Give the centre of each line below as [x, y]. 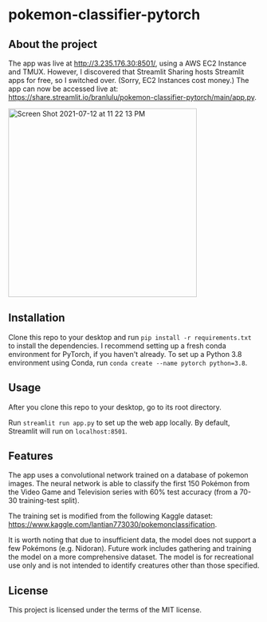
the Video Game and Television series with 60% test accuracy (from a [123, 492]
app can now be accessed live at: [63, 89]
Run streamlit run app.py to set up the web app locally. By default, [119, 422]
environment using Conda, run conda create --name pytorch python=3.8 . [128, 363]
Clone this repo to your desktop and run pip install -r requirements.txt [130, 337]
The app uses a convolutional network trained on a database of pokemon [128, 475]
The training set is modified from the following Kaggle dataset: [111, 516]
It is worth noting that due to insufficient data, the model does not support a [132, 540]
